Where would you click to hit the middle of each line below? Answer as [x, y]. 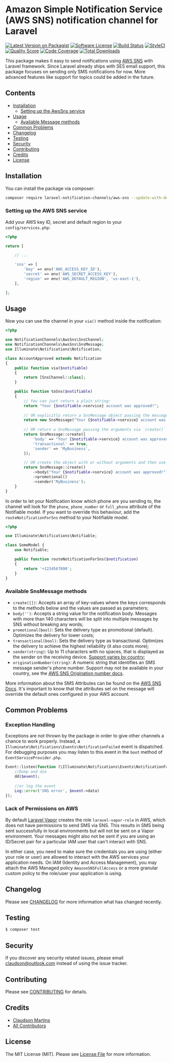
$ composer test [23, 930]
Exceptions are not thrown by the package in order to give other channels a [85, 736]
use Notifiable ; [32, 550]
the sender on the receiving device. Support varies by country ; [79, 657]
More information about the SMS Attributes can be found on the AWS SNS [83, 683]
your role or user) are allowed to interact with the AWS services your [78, 857]
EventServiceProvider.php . [34, 758]
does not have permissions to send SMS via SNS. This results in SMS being [85, 825]
